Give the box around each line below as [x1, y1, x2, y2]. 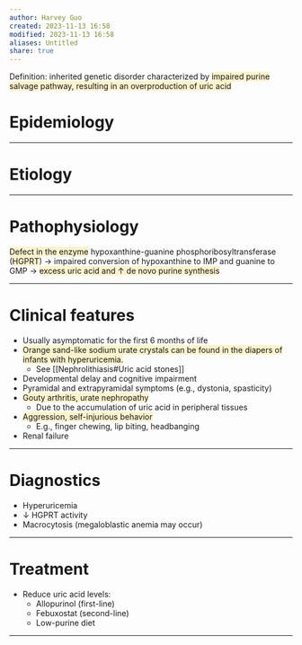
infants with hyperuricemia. [22, 354, 124, 365]
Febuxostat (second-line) [35, 607, 129, 618]
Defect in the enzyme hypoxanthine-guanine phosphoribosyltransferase [9, 246, 277, 257]
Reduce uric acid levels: [22, 588, 111, 599]
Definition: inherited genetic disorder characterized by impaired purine [9, 71, 271, 82]
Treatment [9, 559, 90, 579]
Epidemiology [9, 112, 115, 133]
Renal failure [22, 430, 69, 441]
